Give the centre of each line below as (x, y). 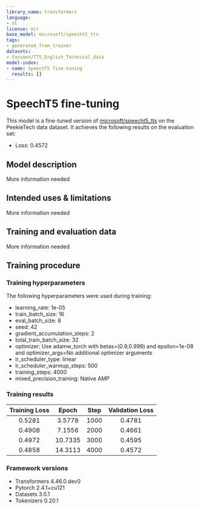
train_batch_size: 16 (40, 314)
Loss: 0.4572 (32, 146)
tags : (13, 40)
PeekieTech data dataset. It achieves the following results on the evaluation (100, 127)
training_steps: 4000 (41, 372)
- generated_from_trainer (39, 46)
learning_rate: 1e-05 (40, 308)
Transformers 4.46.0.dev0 (48, 481)
